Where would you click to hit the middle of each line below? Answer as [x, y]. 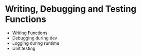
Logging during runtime [36, 43]
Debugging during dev [35, 38]
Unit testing [24, 48]
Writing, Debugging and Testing [71, 9]
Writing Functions [30, 33]
